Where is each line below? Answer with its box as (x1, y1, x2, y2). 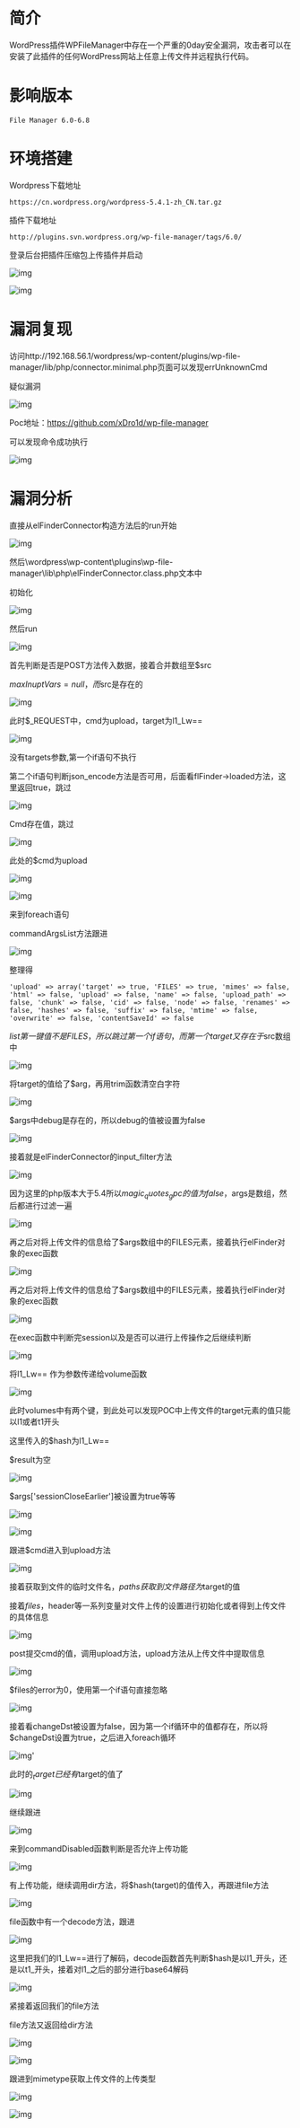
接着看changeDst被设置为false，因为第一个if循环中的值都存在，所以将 (9, 1721, 269, 1732)
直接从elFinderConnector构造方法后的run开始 (9, 520, 177, 531)
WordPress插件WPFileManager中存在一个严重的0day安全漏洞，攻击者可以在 (9, 40, 292, 50)
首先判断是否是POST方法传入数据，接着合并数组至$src (9, 659, 212, 670)
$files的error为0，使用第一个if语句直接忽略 (9, 1684, 168, 1695)
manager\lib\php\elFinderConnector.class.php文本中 (9, 567, 203, 578)
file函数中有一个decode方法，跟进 (9, 1916, 135, 1927)
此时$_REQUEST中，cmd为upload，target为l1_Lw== (9, 715, 203, 725)
